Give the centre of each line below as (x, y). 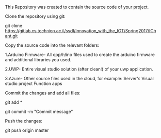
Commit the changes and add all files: (43, 93)
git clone (14, 26)
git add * (14, 102)
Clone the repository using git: (35, 16)
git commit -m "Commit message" (39, 111)
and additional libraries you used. (38, 60)
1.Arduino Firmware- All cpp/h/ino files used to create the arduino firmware (80, 55)
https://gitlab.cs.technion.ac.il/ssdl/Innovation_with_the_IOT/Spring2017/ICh (81, 31)
